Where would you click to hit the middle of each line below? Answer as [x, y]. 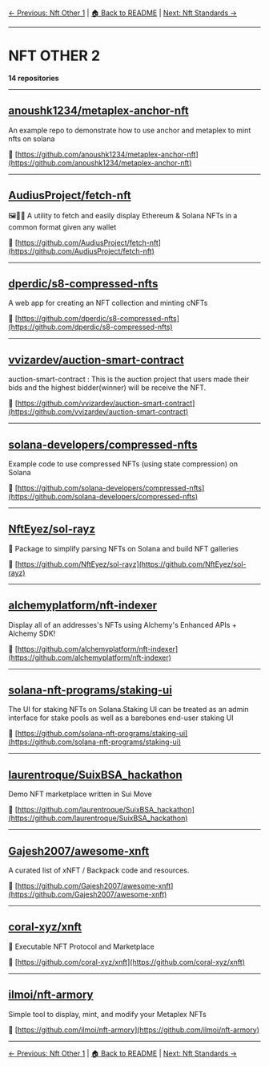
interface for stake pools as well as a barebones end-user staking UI [121, 718]
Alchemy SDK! [32, 633]
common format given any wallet [62, 227]
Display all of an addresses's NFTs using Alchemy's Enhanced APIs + [123, 625]
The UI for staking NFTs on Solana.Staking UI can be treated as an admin [129, 710]
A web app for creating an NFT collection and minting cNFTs [108, 303]
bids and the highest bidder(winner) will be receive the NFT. [107, 388]
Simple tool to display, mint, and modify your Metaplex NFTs [107, 1014]
